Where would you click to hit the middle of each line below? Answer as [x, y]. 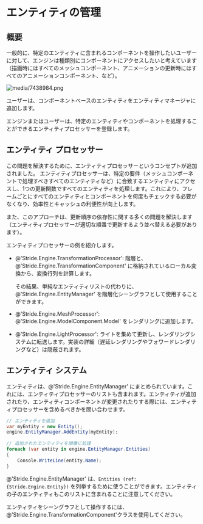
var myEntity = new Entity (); [45, 426]
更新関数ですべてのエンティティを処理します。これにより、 [108, 188]
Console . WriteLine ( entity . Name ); [60, 460]
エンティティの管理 [54, 13]
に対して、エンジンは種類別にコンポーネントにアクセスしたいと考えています [102, 60]
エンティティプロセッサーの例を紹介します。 [62, 245]
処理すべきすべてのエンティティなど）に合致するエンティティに [101, 181]
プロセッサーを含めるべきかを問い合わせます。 [70, 409]
